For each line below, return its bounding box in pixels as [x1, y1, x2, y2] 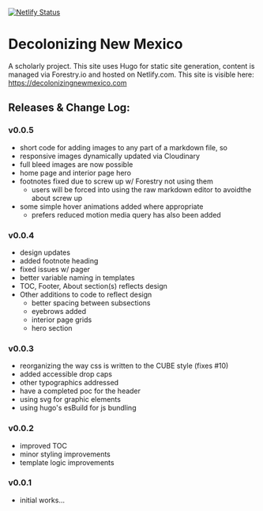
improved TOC [19, 441, 68, 450]
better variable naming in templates [19, 273, 136, 282]
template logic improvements [19, 457, 115, 467]
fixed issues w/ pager [19, 264, 91, 274]
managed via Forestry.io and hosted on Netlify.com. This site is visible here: [8, 70, 254, 79]
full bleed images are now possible [19, 159, 133, 169]
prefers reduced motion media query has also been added [31, 210, 221, 219]
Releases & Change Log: [8, 101, 130, 115]
